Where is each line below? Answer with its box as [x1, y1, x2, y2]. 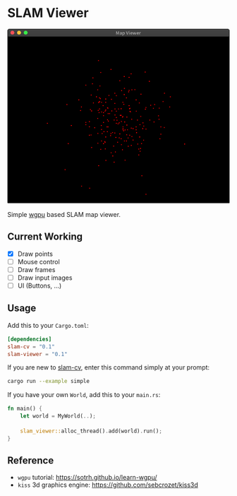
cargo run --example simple [7, 378, 90, 385]
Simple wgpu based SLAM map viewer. [7, 210, 121, 218]
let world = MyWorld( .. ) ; [20, 413, 97, 420]
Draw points [17, 249, 53, 258]
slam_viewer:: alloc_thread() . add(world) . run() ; [20, 427, 162, 435]
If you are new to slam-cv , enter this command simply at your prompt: [7, 363, 210, 372]
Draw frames [17, 265, 56, 273]
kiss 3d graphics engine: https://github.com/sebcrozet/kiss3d [17, 480, 199, 489]
